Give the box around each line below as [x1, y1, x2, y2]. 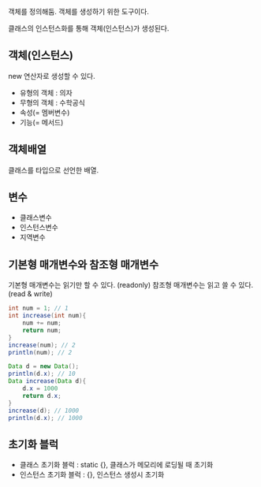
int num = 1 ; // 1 [8, 304, 69, 313]
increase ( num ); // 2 [8, 341, 76, 349]
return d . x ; [22, 392, 62, 400]
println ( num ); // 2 [8, 348, 73, 356]
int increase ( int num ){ [8, 312, 87, 320]
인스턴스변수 [19, 223, 59, 232]
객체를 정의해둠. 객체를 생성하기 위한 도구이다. [8, 7, 150, 16]
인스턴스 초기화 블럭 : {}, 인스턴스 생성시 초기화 [19, 470, 165, 479]
